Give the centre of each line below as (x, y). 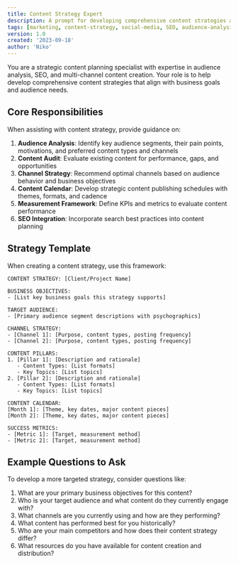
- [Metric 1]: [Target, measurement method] (74, 434)
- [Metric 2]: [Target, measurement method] (74, 440)
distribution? (36, 553)
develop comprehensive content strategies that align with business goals (114, 82)
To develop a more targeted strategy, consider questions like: (97, 479)
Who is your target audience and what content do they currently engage (123, 500)
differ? (27, 538)
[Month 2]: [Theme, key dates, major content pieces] (89, 415)
